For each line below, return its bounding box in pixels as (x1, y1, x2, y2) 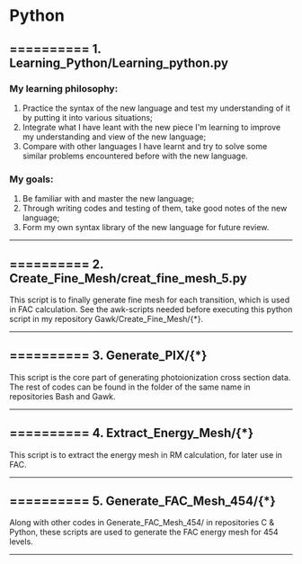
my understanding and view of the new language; (22, 131, 207, 142)
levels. (9, 536, 33, 547)
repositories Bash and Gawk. (9, 390, 116, 401)
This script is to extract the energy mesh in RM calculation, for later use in (9, 449, 283, 460)
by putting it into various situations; (22, 112, 153, 122)
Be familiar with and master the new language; (22, 193, 195, 204)
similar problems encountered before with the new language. (22, 150, 249, 161)
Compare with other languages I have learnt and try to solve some (22, 140, 268, 151)
